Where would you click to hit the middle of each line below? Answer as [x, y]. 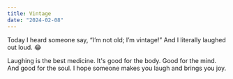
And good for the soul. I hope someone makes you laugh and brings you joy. [117, 68]
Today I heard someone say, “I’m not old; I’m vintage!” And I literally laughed [117, 39]
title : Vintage [29, 14]
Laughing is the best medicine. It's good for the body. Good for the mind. [112, 60]
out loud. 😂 [24, 47]
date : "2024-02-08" [36, 20]
